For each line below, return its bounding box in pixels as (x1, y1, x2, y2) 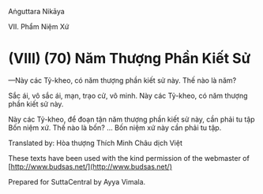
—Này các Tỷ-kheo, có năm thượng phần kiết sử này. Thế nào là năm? (8, 75, 237, 85)
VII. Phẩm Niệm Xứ (8, 22, 70, 31)
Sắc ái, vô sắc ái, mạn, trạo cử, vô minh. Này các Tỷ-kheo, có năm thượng (8, 91, 248, 100)
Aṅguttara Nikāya (8, 7, 65, 16)
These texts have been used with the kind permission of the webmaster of (8, 153, 250, 162)
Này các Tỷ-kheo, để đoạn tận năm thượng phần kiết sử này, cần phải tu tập (8, 114, 255, 124)
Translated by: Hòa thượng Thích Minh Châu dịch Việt (8, 138, 183, 147)
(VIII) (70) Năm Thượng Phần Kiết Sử (8, 50, 251, 68)
